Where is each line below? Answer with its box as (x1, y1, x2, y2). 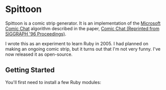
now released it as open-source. (5, 51, 73, 57)
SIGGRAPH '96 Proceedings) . (5, 31, 67, 37)
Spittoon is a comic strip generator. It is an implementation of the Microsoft (5, 20, 161, 26)
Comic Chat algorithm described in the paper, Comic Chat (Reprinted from (5, 25, 160, 31)
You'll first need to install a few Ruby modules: (5, 79, 101, 85)
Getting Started (5, 66, 55, 74)
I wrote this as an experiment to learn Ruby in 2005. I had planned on (5, 40, 149, 46)
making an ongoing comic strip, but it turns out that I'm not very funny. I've (5, 46, 160, 52)
